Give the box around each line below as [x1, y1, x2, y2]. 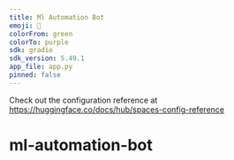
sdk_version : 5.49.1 [9, 54, 86, 63]
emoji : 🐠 [9, 21, 42, 30]
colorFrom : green [9, 29, 73, 38]
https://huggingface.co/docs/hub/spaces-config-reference [9, 103, 225, 115]
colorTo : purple [9, 37, 69, 47]
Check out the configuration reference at [9, 95, 158, 105]
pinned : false [9, 71, 62, 80]
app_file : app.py [9, 63, 73, 72]
